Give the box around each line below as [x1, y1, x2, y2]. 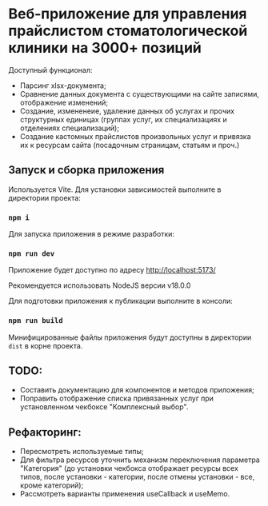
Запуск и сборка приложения [8, 163, 165, 177]
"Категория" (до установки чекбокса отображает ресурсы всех [19, 464, 238, 473]
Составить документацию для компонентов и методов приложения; [19, 385, 254, 395]
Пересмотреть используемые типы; [19, 447, 144, 456]
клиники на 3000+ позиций [8, 39, 202, 57]
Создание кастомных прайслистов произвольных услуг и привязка [19, 131, 251, 141]
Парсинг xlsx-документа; [19, 81, 106, 90]
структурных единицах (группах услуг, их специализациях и [19, 114, 228, 124]
